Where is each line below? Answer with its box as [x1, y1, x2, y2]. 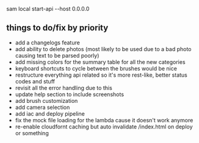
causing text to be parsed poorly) [15, 52, 99, 59]
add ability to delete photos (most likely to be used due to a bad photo [15, 45, 192, 52]
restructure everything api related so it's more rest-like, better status [15, 71, 187, 78]
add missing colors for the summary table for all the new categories [15, 58, 186, 66]
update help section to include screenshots [15, 91, 124, 98]
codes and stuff [15, 77, 55, 85]
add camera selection [15, 103, 70, 111]
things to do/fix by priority [6, 23, 109, 33]
